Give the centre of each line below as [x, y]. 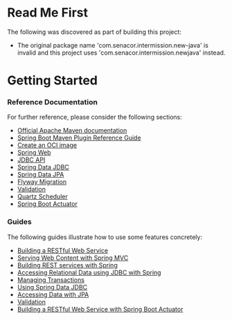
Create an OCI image [47, 145]
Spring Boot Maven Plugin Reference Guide [79, 138]
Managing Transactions [51, 280]
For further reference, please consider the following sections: [95, 117]
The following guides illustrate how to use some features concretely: [105, 237]
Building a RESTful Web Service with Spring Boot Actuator [100, 309]
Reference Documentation [53, 102]
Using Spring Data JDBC [52, 287]
